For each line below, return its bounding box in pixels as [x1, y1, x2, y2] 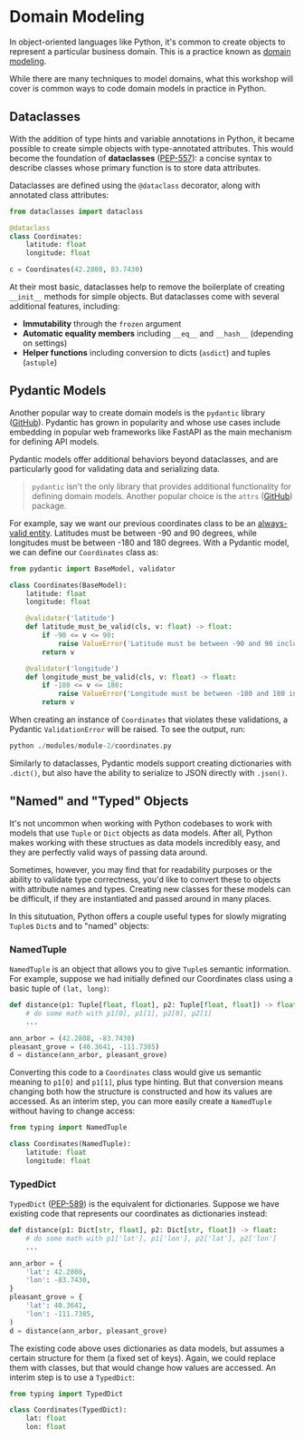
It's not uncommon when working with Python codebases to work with [9, 817, 273, 828]
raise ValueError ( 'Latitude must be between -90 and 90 [57, 639, 273, 648]
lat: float [25, 1414, 67, 1424]
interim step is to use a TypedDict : [9, 1372, 136, 1383]
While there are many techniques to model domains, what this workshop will [9, 73, 294, 83]
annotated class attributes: [9, 189, 109, 201]
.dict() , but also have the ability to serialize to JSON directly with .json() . [9, 767, 288, 778]
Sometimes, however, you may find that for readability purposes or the [9, 864, 272, 875]
